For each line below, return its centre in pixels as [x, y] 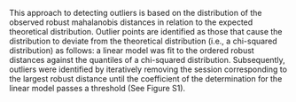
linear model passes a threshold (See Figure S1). [97, 88]
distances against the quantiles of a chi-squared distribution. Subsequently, [147, 60]
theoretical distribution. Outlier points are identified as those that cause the [146, 31]
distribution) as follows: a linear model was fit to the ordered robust [132, 51]
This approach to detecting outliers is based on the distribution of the [136, 13]
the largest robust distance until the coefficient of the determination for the [146, 78]
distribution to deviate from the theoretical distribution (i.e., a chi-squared [143, 41]
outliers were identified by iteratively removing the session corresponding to [148, 69]
